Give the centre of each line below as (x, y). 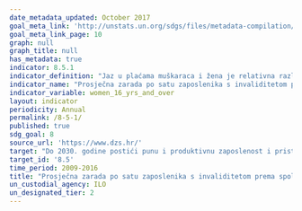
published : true (40, 127)
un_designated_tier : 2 (52, 193)
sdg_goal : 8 (31, 135)
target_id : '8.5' (42, 159)
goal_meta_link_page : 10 (56, 34)
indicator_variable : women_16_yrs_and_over (92, 92)
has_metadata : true (46, 59)
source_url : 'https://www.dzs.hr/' (76, 143)
